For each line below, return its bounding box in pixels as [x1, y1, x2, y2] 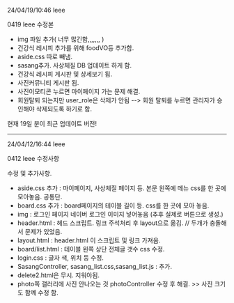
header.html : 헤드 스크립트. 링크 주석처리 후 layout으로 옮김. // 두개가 [17, 219, 208, 227]
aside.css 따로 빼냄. [17, 52, 73, 61]
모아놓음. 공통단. [17, 193, 63, 201]
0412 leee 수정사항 [7, 155, 60, 162]
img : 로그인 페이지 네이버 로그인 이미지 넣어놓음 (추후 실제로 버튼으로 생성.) [17, 210, 224, 218]
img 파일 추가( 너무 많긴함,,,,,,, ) [17, 35, 104, 43]
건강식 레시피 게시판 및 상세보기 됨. [17, 70, 113, 78]
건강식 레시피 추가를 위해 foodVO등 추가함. [17, 44, 134, 52]
